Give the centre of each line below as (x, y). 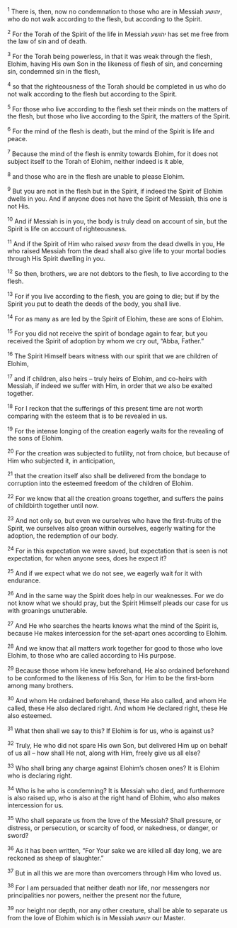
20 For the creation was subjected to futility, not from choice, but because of (118, 453)
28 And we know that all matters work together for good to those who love (115, 647)
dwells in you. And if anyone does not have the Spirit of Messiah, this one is (117, 199)
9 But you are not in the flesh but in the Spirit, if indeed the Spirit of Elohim (115, 190)
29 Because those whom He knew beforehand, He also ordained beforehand (118, 670)
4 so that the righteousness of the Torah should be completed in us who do (117, 86)
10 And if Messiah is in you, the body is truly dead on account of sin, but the (117, 221)
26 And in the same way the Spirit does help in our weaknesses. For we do (116, 595)
